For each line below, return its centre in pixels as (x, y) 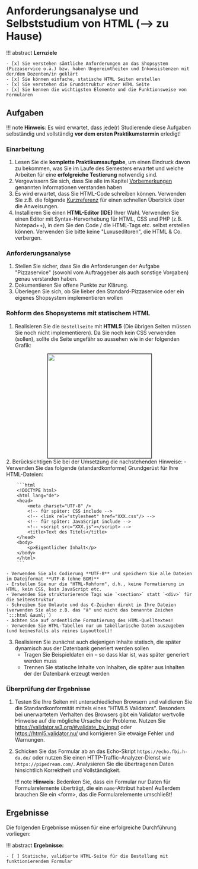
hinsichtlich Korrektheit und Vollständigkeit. (68, 770)
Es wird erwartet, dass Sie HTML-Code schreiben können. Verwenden (100, 194)
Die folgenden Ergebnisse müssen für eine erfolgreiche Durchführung (91, 827)
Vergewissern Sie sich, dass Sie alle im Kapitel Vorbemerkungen (93, 181)
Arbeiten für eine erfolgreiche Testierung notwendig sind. (86, 175)
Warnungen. (30, 739)
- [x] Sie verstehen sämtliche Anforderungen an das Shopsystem (87, 64)
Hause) (24, 36)
